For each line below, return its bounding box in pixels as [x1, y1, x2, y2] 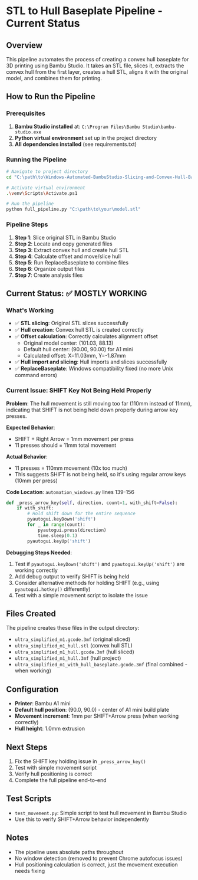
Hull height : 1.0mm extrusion [14, 725, 85, 732]
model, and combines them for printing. [6, 75, 102, 81]
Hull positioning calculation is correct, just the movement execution [14, 861, 178, 868]
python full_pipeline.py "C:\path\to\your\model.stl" [6, 207, 141, 212]
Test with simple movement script [14, 764, 97, 771]
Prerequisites [6, 109, 45, 117]
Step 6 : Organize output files [14, 265, 85, 272]
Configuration [6, 684, 59, 694]
